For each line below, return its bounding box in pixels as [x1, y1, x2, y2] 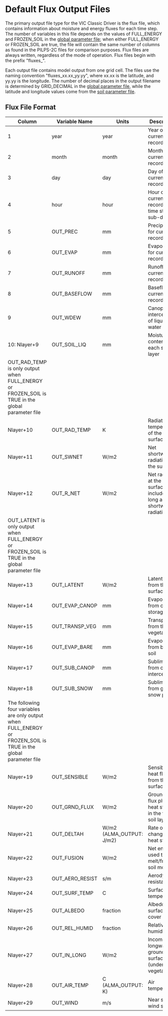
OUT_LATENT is [7, 517, 45, 524]
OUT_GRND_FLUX [51, 803, 94, 810]
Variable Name [56, 118, 92, 125]
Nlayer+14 [7, 602, 33, 609]
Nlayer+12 [7, 489, 33, 496]
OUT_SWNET [51, 453, 83, 460]
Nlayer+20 [7, 803, 33, 810]
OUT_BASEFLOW [51, 290, 92, 297]
